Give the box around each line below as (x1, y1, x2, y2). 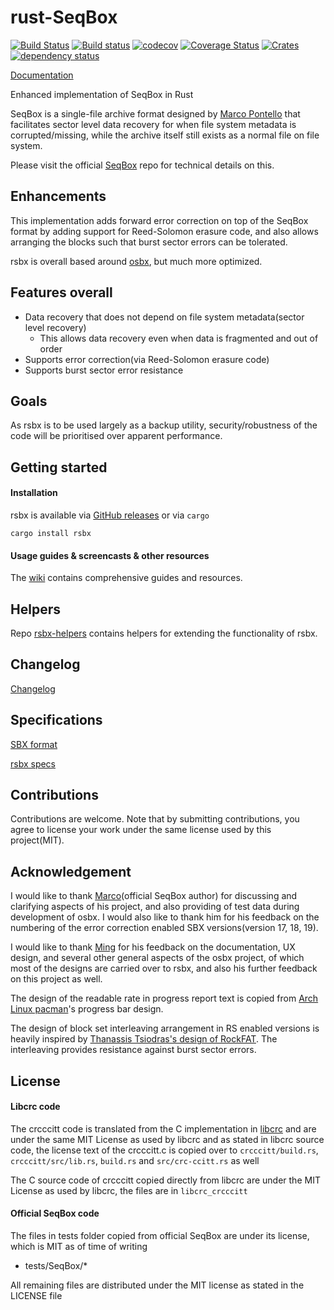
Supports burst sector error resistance (24, 364, 184, 376)
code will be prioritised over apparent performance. (10, 430, 223, 442)
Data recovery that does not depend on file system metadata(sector (24, 311, 305, 323)
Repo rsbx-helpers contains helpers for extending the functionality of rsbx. (10, 627, 318, 639)
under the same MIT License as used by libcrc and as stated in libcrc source (10, 1133, 325, 1145)
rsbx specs (10, 757, 57, 770)
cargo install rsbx (10, 528, 92, 538)
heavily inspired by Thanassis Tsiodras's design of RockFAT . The (10, 1033, 278, 1045)
